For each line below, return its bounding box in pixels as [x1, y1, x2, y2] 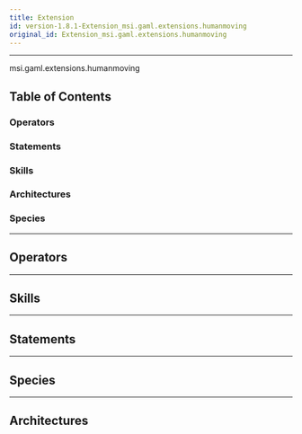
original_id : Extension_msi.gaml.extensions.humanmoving [9, 30, 227, 39]
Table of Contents [9, 89, 112, 104]
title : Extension [9, 13, 75, 22]
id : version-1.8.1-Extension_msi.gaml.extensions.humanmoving [9, 22, 247, 31]
